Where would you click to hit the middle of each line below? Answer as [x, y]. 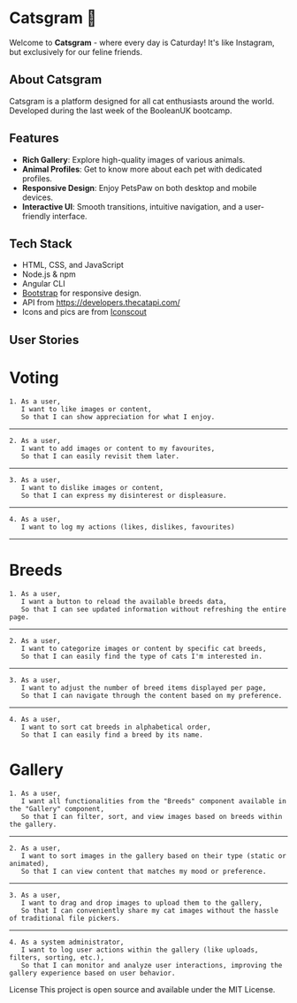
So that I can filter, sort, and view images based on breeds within [152, 816]
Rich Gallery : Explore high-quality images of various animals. [133, 159]
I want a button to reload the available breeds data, [124, 601]
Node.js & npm [49, 274]
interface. [70, 216]
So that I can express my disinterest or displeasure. [124, 495]
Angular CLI [43, 284]
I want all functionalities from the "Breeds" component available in [154, 801]
